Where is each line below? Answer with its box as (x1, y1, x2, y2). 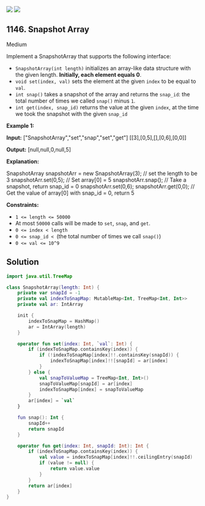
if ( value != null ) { (39, 460, 95, 466)
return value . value (50, 465, 100, 472)
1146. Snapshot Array (6, 25, 90, 35)
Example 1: (6, 122, 35, 129)
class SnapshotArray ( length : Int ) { (6, 284, 100, 290)
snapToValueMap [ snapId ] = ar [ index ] (39, 381, 133, 387)
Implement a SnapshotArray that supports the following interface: (6, 52, 171, 60)
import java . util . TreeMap (6, 273, 72, 279)
